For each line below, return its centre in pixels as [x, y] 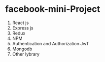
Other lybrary [26, 54]
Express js [23, 28]
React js [20, 23]
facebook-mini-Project [53, 9]
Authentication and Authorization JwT [51, 43]
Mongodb [22, 49]
